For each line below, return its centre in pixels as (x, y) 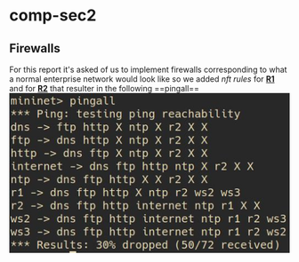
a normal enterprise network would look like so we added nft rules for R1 (142, 79)
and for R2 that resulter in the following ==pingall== (105, 88)
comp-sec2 (53, 16)
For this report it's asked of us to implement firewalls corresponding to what (148, 69)
